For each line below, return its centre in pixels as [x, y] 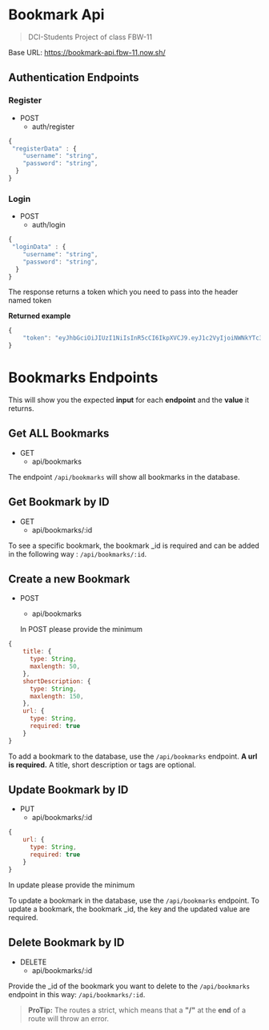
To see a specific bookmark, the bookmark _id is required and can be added [134, 545]
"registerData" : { [44, 149]
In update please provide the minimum [72, 885]
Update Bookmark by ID [68, 790]
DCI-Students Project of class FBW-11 [90, 37]
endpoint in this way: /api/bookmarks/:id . [77, 994]
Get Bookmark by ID [59, 502]
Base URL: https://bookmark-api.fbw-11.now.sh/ [87, 52]
